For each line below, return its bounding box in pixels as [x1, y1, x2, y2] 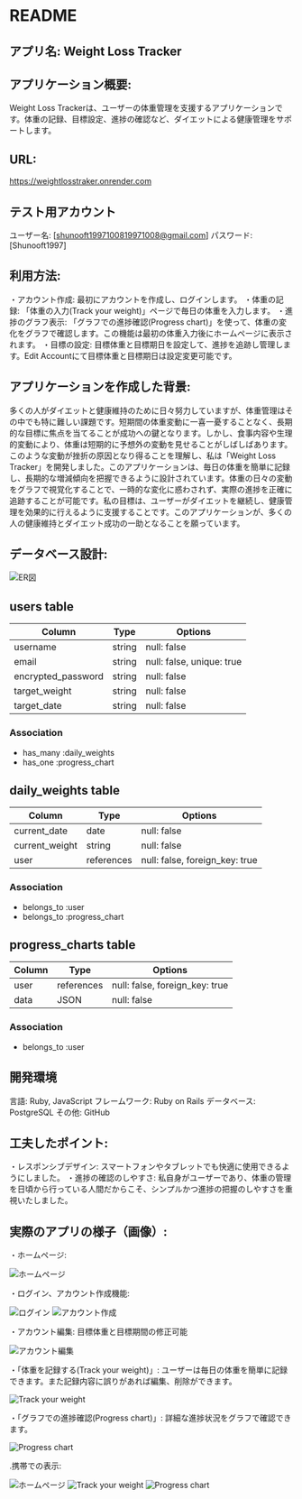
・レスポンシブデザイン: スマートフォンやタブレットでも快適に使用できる [9, 1161, 282, 1173]
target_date [14, 700, 62, 713]
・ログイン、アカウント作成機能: [9, 1288, 131, 1299]
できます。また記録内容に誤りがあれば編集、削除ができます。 [9, 1376, 237, 1387]
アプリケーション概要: [9, 77, 133, 92]
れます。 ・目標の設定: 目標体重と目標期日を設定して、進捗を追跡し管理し [9, 339, 284, 350]
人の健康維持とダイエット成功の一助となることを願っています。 [9, 518, 245, 529]
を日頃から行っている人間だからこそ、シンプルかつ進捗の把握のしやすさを [9, 1183, 286, 1195]
